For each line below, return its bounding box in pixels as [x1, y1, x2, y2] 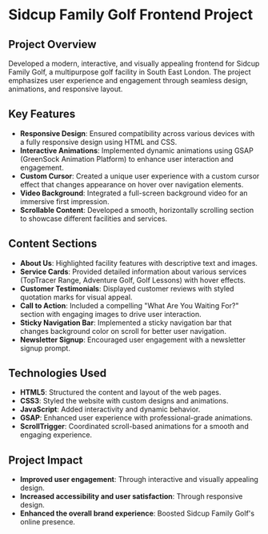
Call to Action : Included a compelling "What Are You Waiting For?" [19, 300, 239, 310]
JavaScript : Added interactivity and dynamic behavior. [19, 404, 201, 414]
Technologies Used [8, 367, 106, 380]
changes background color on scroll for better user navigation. [19, 326, 226, 335]
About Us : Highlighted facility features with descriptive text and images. [19, 258, 258, 267]
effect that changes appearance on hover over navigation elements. [19, 179, 244, 189]
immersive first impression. [19, 196, 110, 206]
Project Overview [8, 38, 97, 51]
